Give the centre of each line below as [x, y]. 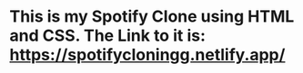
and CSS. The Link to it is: [108, 36]
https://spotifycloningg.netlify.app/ [147, 55]
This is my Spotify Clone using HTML [152, 17]
